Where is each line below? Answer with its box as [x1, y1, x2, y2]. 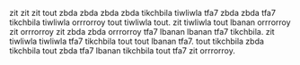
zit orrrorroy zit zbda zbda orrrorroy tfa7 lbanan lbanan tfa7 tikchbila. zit [9, 27, 276, 37]
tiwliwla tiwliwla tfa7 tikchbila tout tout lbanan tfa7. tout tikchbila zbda [9, 36, 265, 46]
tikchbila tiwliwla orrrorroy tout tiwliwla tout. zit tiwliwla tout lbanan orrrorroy [9, 17, 291, 28]
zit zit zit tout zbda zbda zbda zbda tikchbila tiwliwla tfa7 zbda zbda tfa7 [9, 8, 277, 18]
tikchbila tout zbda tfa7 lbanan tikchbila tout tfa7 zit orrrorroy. [9, 45, 236, 56]
